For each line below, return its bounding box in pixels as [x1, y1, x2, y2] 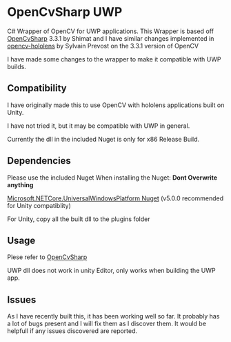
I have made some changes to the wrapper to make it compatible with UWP [7, 55, 221, 63]
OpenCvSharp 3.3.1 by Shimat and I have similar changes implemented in [7, 34, 214, 42]
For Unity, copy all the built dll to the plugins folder [7, 215, 150, 223]
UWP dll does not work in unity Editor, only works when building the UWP [7, 267, 216, 275]
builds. [7, 62, 26, 70]
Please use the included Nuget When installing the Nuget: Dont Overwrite [7, 173, 218, 182]
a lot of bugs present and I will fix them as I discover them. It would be [7, 319, 207, 328]
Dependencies [7, 155, 71, 167]
